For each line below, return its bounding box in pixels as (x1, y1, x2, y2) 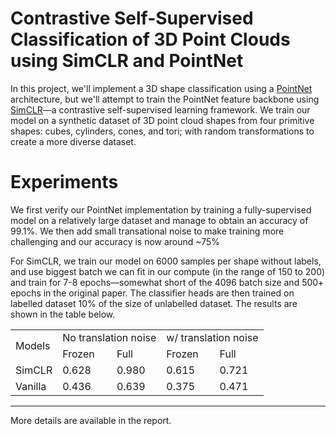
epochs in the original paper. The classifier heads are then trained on (10, 287, 295, 299)
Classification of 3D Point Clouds (10, 28, 291, 51)
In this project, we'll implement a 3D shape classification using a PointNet (10, 82, 313, 94)
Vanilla (15, 379, 47, 393)
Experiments (10, 171, 119, 194)
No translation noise (62, 330, 157, 344)
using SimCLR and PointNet (10, 50, 244, 72)
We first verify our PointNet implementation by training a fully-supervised (10, 203, 312, 216)
